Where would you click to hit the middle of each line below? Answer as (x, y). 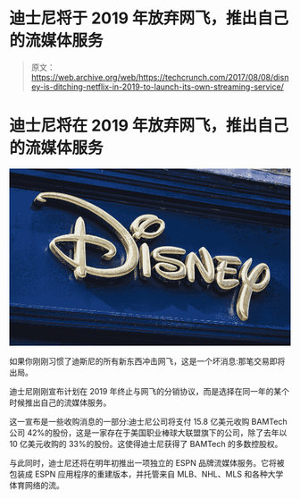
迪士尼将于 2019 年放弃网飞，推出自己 (149, 18)
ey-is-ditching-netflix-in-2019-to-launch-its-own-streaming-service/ (157, 87)
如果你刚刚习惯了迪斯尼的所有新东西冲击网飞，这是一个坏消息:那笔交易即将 (147, 361)
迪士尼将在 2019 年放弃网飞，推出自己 (149, 126)
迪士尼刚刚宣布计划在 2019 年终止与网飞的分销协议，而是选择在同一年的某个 (150, 392)
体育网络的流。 (37, 486)
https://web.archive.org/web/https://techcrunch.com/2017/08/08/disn (160, 77)
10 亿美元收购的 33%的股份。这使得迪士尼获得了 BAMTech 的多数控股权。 (146, 444)
